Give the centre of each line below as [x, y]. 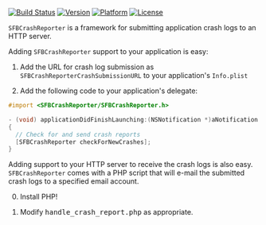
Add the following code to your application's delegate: [108, 91]
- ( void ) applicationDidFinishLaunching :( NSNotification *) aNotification [133, 119]
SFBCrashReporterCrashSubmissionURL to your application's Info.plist [134, 75]
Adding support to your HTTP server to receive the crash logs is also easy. [131, 165]
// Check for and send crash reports [78, 134]
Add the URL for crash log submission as [87, 67]
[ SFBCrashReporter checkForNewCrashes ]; [83, 142]
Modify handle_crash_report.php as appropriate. [106, 212]
